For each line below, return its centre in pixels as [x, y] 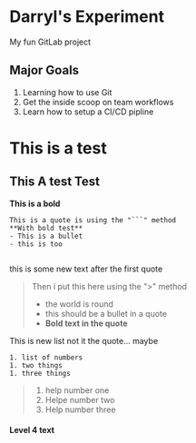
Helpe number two [80, 399]
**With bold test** [46, 228]
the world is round [79, 304]
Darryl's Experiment [87, 17]
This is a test [58, 148]
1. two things [36, 365]
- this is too [36, 244]
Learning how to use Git [67, 92]
